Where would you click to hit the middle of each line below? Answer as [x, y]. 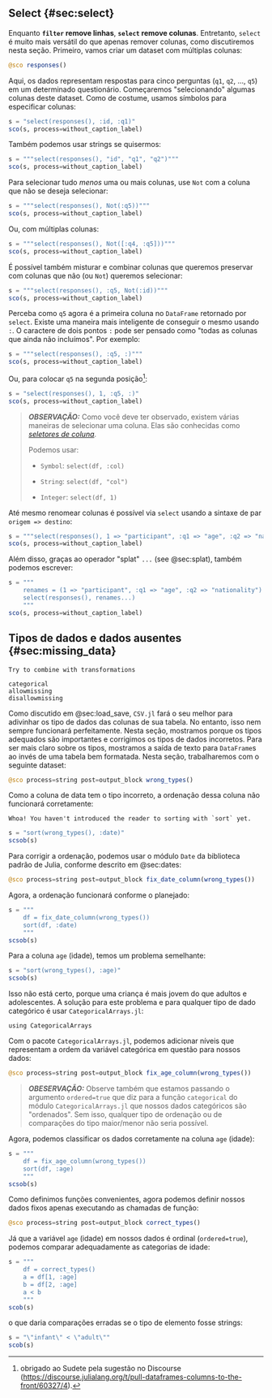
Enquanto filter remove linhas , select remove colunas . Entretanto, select [135, 32]
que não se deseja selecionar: [58, 191]
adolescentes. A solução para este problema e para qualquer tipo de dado [132, 1002]
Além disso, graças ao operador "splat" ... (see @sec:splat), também [125, 559]
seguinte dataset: [37, 765]
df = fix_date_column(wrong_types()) [87, 917]
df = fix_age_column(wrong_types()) [85, 1161]
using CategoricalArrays [50, 1026]
